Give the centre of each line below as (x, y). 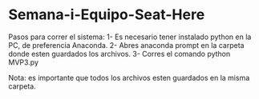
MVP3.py (23, 62)
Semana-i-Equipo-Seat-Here (107, 15)
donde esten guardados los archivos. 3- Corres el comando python (119, 53)
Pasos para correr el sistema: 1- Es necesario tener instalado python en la (130, 37)
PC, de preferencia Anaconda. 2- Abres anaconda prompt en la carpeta (126, 45)
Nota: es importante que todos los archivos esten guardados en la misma (129, 77)
